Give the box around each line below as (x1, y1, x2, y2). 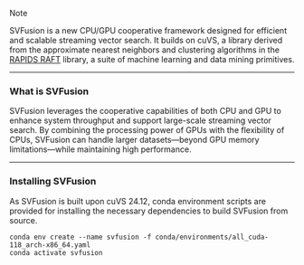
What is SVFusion (9, 85, 89, 98)
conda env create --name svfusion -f (9, 232, 152, 241)
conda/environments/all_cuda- (155, 232, 270, 241)
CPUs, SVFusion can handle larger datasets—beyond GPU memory (9, 135, 260, 146)
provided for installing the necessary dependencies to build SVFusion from (9, 205, 289, 216)
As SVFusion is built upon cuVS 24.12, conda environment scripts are (9, 195, 267, 206)
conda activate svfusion (9, 248, 103, 257)
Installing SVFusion (9, 175, 97, 188)
